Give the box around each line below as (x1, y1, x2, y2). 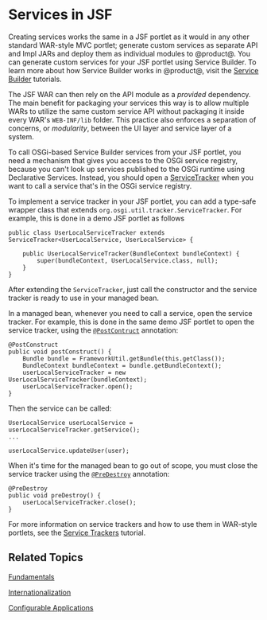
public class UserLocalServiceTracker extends (8, 228, 165, 236)
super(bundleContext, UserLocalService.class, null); (37, 256, 219, 264)
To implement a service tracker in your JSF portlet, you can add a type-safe (8, 197, 257, 206)
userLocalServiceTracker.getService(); (8, 426, 141, 434)
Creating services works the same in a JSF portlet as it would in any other (8, 32, 250, 41)
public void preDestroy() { (8, 491, 102, 499)
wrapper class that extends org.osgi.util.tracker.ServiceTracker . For (8, 205, 242, 214)
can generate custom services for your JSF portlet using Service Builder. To (8, 57, 257, 67)
